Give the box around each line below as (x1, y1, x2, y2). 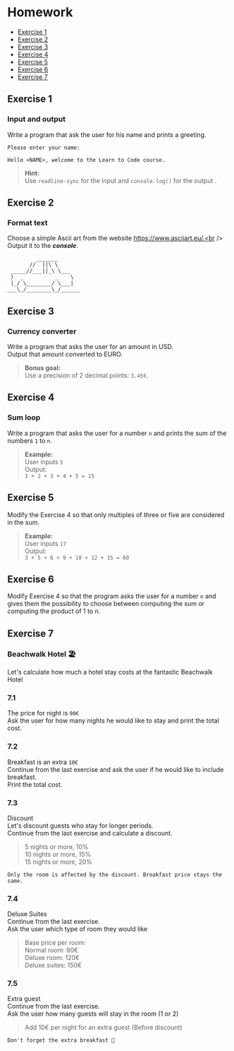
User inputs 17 (24, 539, 67, 547)
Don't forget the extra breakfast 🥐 (7, 1037, 115, 1044)
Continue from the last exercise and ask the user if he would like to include (7, 765, 224, 773)
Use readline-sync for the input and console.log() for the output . (24, 176, 217, 184)
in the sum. (7, 518, 40, 526)
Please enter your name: (7, 144, 80, 151)
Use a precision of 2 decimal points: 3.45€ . (24, 372, 149, 379)
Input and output (7, 114, 66, 124)
